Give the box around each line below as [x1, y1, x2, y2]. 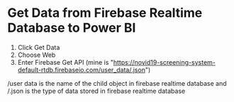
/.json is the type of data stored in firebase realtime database [7, 87, 186, 95]
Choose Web [17, 51, 56, 59]
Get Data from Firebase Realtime [7, 5, 203, 21]
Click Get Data [17, 43, 60, 51]
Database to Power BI [7, 20, 136, 36]
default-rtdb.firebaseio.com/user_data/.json [17, 65, 145, 74]
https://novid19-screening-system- [113, 58, 216, 66]
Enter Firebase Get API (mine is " [17, 58, 114, 66]
